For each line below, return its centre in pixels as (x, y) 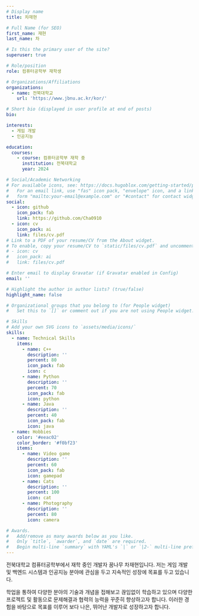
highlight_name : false (34, 295)
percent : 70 (42, 388)
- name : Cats (38, 481)
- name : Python (41, 377)
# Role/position (26, 66)
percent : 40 (42, 415)
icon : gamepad (45, 476)
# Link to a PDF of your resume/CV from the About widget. (81, 240)
